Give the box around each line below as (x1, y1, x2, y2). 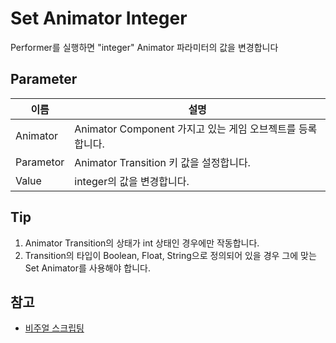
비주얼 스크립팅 (24, 322, 85, 334)
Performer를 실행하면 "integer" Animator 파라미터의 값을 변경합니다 (10, 41, 279, 53)
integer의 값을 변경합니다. (74, 174, 190, 188)
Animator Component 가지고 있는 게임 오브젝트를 (74, 122, 297, 136)
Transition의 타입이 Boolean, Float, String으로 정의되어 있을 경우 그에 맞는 (24, 249, 317, 261)
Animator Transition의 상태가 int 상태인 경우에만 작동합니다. (24, 237, 260, 249)
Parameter (10, 71, 78, 88)
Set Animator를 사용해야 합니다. (24, 262, 151, 274)
